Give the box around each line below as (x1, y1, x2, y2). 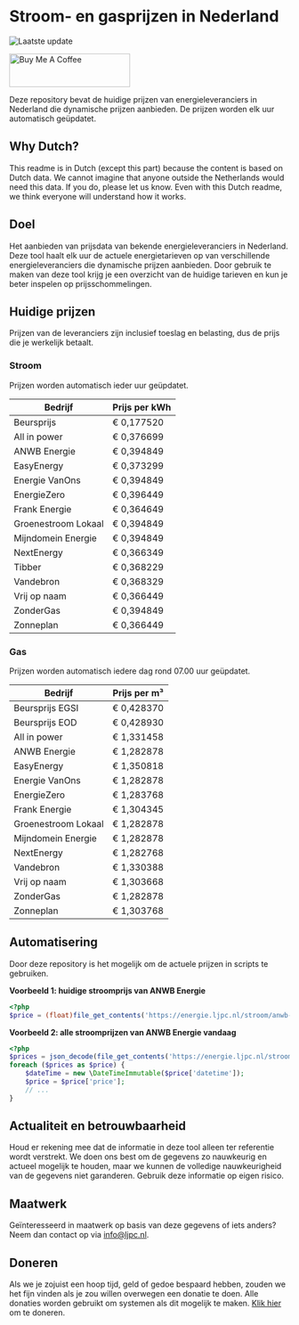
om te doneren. (9, 1307, 66, 1318)
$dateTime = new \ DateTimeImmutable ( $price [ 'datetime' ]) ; (25, 1069, 245, 1078)
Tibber (13, 560, 42, 573)
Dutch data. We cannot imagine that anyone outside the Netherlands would (9, 172, 285, 183)
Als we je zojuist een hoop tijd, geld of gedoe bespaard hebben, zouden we (9, 1279, 287, 1289)
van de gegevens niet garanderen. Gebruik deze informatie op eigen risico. (9, 1170, 285, 1182)
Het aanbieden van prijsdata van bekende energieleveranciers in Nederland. (9, 241, 289, 251)
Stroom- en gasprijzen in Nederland (9, 6, 279, 27)
